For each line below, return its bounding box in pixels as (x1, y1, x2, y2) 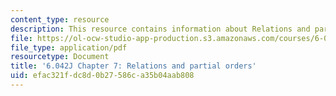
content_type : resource (10, 14, 110, 25)
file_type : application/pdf (10, 42, 128, 53)
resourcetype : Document (10, 52, 110, 62)
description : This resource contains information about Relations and (10, 24, 311, 34)
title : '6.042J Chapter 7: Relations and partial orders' (10, 61, 257, 71)
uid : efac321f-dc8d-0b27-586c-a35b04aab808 (10, 71, 195, 81)
